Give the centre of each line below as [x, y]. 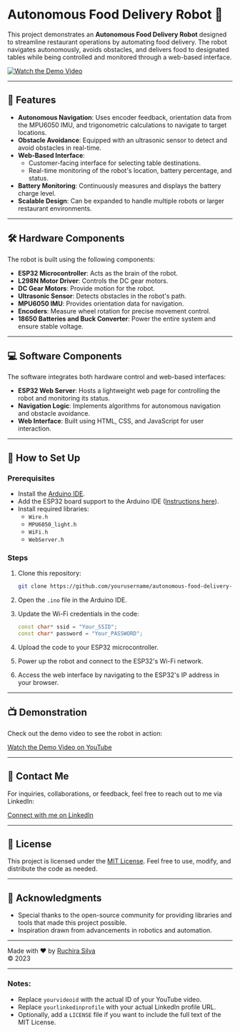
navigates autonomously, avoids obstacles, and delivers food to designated [118, 49]
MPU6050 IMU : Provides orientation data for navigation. [101, 304]
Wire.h [38, 517]
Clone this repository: [49, 573]
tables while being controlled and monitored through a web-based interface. [120, 57]
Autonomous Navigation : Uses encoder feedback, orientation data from [125, 117]
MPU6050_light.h [52, 525]
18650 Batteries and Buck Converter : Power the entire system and [117, 319]
